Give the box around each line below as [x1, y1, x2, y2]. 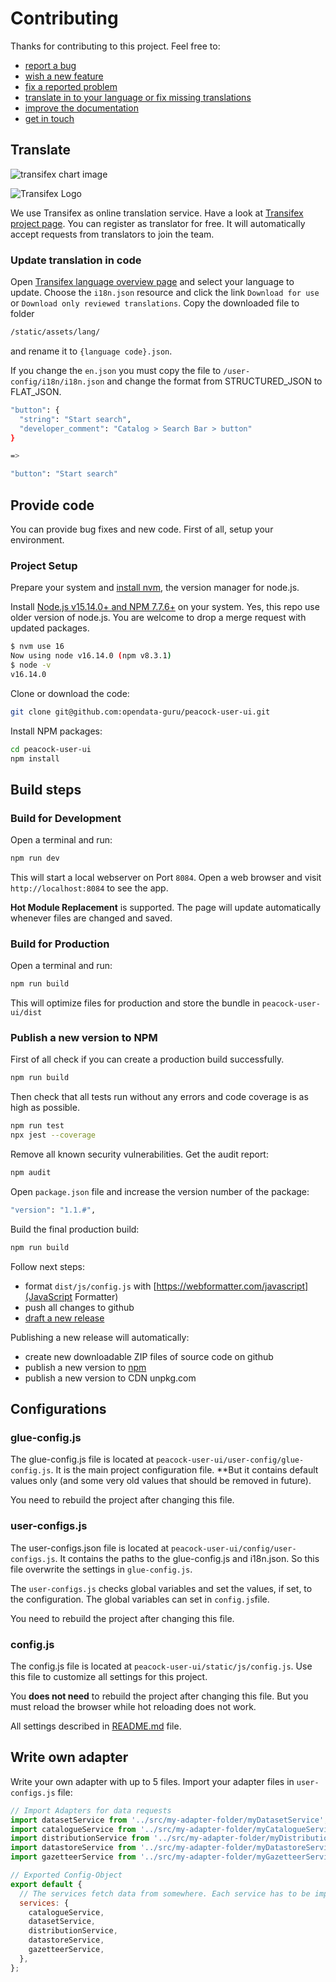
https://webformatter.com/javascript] [156, 1280, 309, 1292]
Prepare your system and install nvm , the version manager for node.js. [10, 582, 300, 594]
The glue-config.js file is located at [10, 1453, 154, 1466]
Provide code [10, 497, 95, 514]
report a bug [24, 59, 77, 71]
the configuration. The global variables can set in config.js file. [10, 1593, 270, 1605]
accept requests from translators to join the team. [10, 228, 215, 240]
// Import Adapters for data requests [10, 1805, 172, 1816]
